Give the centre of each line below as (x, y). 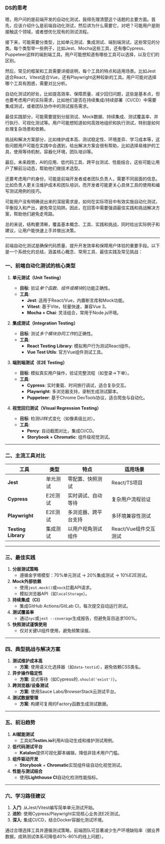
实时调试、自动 (85, 495)
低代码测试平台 (27, 747)
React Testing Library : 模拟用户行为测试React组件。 (80, 346)
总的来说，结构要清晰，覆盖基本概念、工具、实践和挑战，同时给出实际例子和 (82, 225)
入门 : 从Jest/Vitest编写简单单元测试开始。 (55, 808)
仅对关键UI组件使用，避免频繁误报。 (56, 631)
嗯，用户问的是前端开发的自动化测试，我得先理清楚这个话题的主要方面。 (78, 19)
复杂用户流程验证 (131, 499)
